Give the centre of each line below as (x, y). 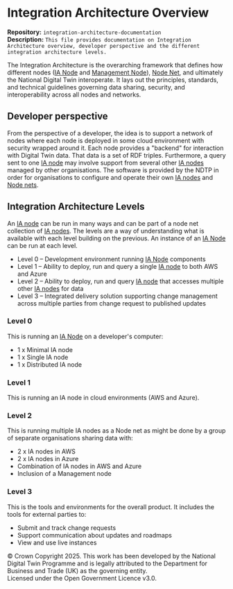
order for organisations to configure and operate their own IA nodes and (110, 177)
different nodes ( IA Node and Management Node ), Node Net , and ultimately (115, 72)
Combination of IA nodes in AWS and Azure (79, 466)
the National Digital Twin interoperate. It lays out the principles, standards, (113, 80)
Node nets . (23, 185)
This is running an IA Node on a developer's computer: (85, 336)
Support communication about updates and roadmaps (94, 535)
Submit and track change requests (67, 528)
